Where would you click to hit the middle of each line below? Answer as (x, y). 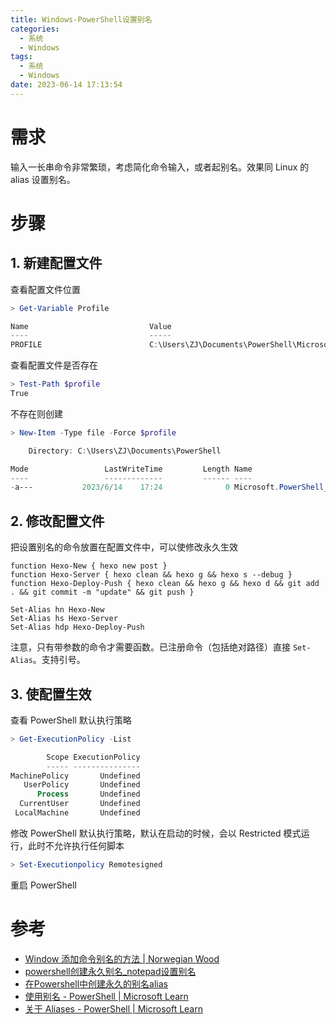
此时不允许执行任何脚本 (76, 845)
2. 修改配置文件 (57, 521)
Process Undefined (88, 794)
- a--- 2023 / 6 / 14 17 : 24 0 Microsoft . (145, 487)
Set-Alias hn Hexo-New (57, 610)
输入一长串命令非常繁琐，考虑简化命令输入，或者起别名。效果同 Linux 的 (160, 167)
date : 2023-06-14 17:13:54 (66, 85)
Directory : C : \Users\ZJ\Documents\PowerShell (125, 451)
